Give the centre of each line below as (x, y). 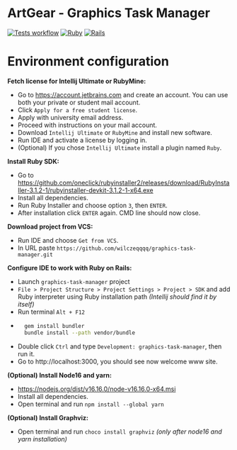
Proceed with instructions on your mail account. (87, 125)
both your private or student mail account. (79, 102)
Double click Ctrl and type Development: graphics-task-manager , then (120, 346)
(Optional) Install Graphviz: (48, 417)
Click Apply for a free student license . (77, 110)
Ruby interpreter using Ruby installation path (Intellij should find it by (117, 297)
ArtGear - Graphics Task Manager (109, 13)
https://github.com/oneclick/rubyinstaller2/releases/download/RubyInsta (123, 182)
